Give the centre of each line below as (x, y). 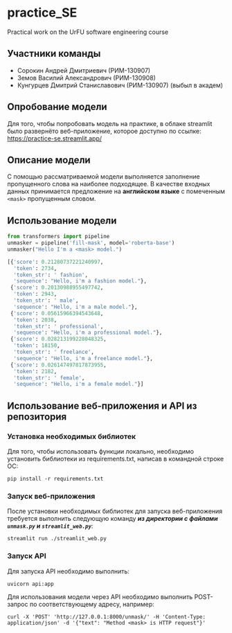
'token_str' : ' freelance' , (54, 352)
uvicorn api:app (30, 584)
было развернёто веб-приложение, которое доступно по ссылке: (105, 131)
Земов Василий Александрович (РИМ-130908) (86, 78)
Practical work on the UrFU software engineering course (88, 32)
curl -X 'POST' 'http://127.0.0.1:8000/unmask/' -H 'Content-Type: (107, 617)
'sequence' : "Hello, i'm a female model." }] (79, 384)
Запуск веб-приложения (51, 496)
